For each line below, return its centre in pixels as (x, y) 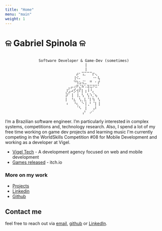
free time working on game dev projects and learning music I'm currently (79, 132)
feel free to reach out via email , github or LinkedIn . (56, 224)
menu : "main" (18, 14)
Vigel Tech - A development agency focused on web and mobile (77, 152)
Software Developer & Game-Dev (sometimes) (84, 61)
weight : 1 (15, 19)
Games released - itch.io (37, 162)
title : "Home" (20, 10)
